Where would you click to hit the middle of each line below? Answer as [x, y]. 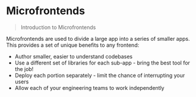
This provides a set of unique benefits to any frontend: [73, 45]
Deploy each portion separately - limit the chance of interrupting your [100, 75]
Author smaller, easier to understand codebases [73, 56]
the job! [24, 69]
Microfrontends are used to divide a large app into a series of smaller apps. [98, 38]
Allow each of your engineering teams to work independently [89, 88]
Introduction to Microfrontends [58, 27]
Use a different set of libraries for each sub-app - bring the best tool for [102, 63]
